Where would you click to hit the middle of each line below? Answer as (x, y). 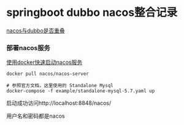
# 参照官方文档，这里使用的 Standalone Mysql (60, 86)
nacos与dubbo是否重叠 (36, 30)
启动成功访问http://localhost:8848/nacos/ (59, 103)
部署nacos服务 (28, 48)
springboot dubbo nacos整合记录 (92, 12)
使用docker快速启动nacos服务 (44, 62)
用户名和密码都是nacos (36, 116)
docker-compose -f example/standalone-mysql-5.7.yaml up (81, 91)
